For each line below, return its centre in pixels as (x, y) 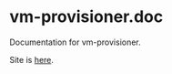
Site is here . (32, 59)
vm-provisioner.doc (86, 17)
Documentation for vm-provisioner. (75, 42)
